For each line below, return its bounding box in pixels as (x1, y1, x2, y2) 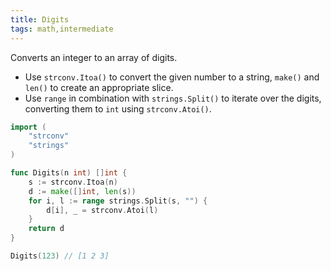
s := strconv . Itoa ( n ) (28, 177, 118, 187)
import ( (10, 122, 47, 132)
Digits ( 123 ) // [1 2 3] (10, 251, 110, 261)
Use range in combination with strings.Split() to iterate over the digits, (24, 92, 322, 104)
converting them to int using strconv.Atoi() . (24, 102, 212, 115)
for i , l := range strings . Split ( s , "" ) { (28, 196, 208, 206)
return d (28, 224, 65, 234)
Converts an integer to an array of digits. (10, 51, 178, 63)
